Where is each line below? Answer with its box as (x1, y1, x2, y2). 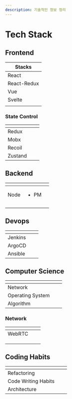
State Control (5, 113, 38, 120)
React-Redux (7, 80, 39, 87)
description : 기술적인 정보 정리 (5, 7, 66, 12)
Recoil (7, 144, 22, 151)
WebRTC (7, 330, 28, 337)
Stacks (14, 63, 32, 70)
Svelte (7, 96, 22, 103)
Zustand (7, 152, 27, 159)
